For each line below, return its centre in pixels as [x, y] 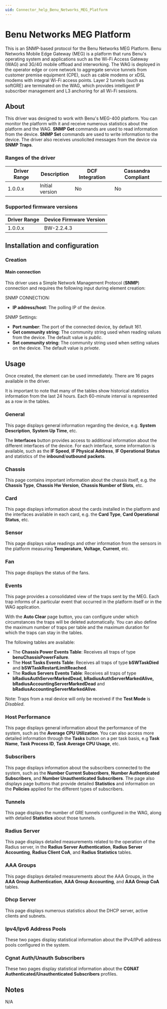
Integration [92, 177]
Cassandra [137, 171]
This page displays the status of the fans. [47, 573]
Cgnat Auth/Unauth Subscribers [45, 958]
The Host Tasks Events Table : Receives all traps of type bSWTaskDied [85, 663]
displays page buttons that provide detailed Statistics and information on [80, 783]
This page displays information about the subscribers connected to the [78, 767]
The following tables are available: [40, 643]
